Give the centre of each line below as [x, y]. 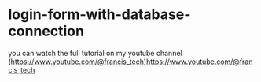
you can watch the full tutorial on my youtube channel [95, 53]
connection [46, 31]
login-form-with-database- [99, 15]
